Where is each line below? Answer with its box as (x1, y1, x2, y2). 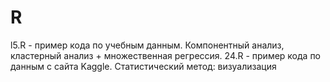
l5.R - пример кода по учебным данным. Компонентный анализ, (10, 39, 285, 51)
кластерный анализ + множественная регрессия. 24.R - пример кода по (10, 49, 322, 61)
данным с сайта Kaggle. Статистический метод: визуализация (10, 60, 277, 72)
